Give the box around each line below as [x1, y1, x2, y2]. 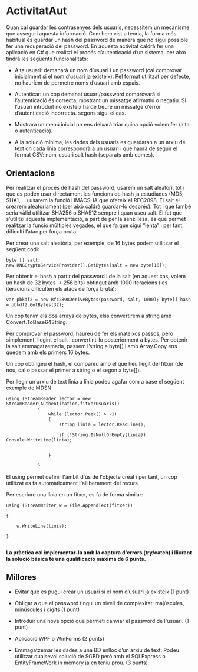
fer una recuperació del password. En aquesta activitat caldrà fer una [6, 43, 174, 50]
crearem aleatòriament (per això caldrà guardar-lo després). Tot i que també [6, 203, 192, 210]
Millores [6, 572, 37, 583]
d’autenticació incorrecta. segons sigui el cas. [14, 109, 127, 116]
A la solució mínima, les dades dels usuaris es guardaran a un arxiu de [14, 138, 186, 145]
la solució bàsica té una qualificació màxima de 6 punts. [6, 555, 146, 562]
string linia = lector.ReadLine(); [58, 421, 146, 427]
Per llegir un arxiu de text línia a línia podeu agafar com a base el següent [6, 378, 184, 385]
